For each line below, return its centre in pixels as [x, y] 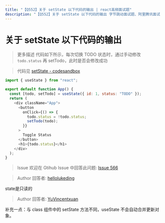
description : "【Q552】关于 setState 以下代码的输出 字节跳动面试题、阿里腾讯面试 [83, 14]
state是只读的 [19, 189]
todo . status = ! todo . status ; [57, 117]
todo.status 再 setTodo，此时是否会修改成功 [62, 61]
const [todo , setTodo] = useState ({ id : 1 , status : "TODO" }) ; [76, 94]
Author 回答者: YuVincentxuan [48, 199]
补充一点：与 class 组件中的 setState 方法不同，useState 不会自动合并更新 [80, 210]
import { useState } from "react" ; [41, 81]
